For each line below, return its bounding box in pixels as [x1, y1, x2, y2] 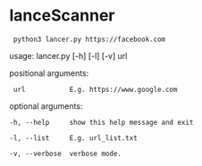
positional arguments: [9, 68, 89, 79]
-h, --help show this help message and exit [9, 118, 194, 127]
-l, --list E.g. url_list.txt [9, 133, 139, 143]
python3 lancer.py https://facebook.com [13, 35, 166, 44]
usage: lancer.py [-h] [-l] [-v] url [9, 50, 128, 61]
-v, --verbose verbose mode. [9, 149, 122, 158]
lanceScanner [9, 5, 115, 26]
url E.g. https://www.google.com [13, 85, 178, 94]
